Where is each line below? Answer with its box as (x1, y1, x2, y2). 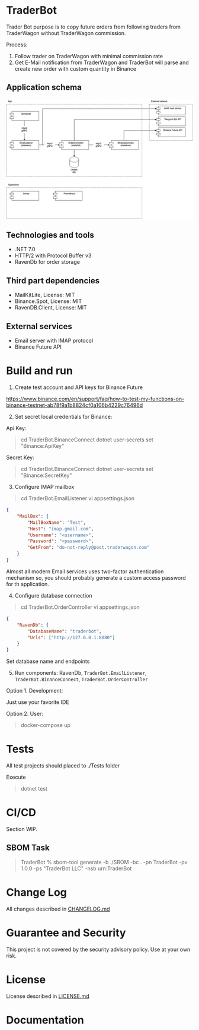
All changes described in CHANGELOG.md (6, 905, 110, 912)
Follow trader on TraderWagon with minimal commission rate (14, 52, 163, 59)
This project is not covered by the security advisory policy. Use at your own (6, 946, 191, 953)
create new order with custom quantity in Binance (14, 65, 137, 72)
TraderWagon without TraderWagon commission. (6, 29, 126, 36)
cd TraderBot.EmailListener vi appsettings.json (20, 495, 135, 502)
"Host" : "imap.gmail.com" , (27, 526, 94, 532)
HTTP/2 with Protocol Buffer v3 (14, 252, 92, 259)
